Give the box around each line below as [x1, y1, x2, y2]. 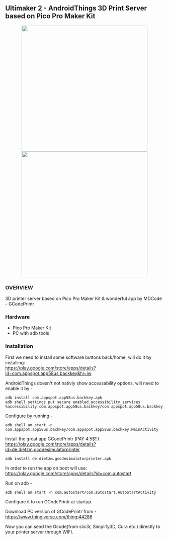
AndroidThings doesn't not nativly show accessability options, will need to [5, 380, 159, 386]
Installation [5, 343, 34, 350]
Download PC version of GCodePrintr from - [5, 508, 97, 514]
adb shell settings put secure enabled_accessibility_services [5, 400, 141, 405]
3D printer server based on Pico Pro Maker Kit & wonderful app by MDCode [5, 295, 162, 301]
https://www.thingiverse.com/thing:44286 [5, 513, 93, 520]
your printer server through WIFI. [5, 528, 73, 535]
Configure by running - [5, 413, 53, 419]
